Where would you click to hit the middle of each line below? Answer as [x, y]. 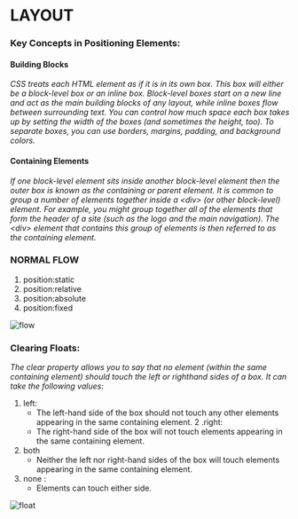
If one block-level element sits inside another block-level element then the [145, 181]
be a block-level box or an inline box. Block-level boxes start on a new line [146, 93]
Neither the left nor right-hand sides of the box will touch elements [158, 460]
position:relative [52, 288]
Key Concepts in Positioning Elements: [95, 43]
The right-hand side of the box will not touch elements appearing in [159, 432]
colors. [23, 141]
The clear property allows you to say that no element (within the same [139, 367]
